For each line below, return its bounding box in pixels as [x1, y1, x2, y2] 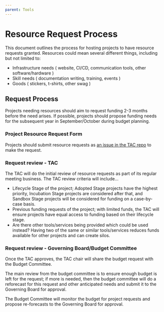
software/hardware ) [12, 70, 54, 76]
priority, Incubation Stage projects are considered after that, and [12, 190, 143, 196]
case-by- [133, 196, 153, 202]
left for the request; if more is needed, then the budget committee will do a [5, 276, 157, 282]
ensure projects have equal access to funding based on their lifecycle [12, 211, 154, 217]
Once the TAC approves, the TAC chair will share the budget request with [5, 256, 154, 262]
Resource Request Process [5, 28, 118, 39]
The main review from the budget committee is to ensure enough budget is [5, 271, 157, 277]
